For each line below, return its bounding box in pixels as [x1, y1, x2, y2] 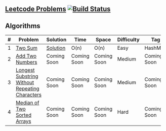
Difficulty [117, 36, 140, 43]
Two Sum [15, 45, 38, 52]
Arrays [15, 118, 31, 125]
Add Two [15, 53, 37, 60]
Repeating [15, 85, 40, 92]
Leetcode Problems [5, 5, 67, 13]
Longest [15, 67, 35, 74]
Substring [15, 73, 39, 80]
